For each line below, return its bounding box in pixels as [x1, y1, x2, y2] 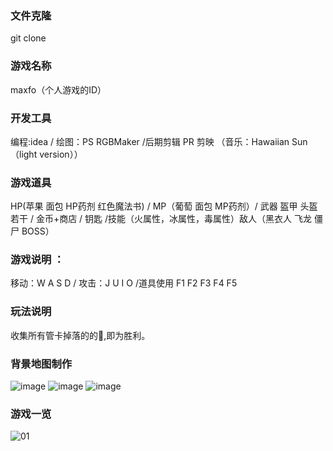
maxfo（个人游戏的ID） [10, 83, 107, 96]
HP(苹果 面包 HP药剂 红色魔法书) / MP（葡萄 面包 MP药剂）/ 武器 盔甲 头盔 [10, 200, 318, 212]
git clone [10, 32, 47, 44]
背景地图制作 [10, 357, 73, 371]
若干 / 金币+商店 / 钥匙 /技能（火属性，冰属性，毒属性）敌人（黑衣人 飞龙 [10, 213, 313, 225]
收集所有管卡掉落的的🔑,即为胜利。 [10, 329, 151, 341]
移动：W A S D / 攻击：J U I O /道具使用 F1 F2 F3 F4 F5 [10, 277, 238, 289]
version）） [39, 148, 83, 160]
